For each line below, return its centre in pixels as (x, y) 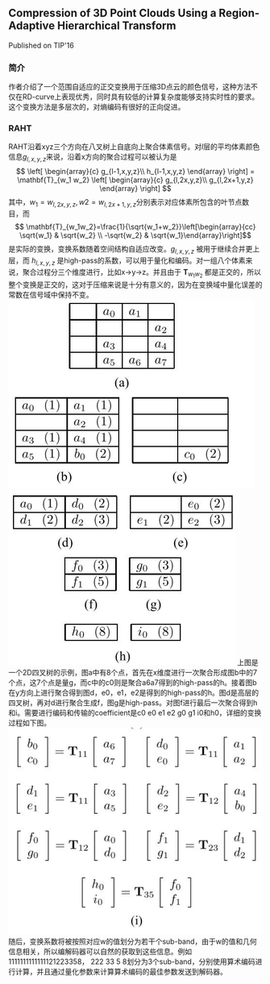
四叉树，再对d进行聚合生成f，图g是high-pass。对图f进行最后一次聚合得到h (133, 702)
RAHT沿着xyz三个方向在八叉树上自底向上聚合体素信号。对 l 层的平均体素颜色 (134, 147)
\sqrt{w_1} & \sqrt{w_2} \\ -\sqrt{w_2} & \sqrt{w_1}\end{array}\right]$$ (135, 235)
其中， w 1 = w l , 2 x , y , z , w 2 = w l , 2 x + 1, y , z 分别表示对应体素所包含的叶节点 (125, 203)
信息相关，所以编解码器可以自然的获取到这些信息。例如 (100, 951)
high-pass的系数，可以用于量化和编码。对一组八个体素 (155, 260)
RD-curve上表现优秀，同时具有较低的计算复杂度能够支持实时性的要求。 (141, 97)
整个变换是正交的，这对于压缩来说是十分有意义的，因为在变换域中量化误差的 (135, 284)
